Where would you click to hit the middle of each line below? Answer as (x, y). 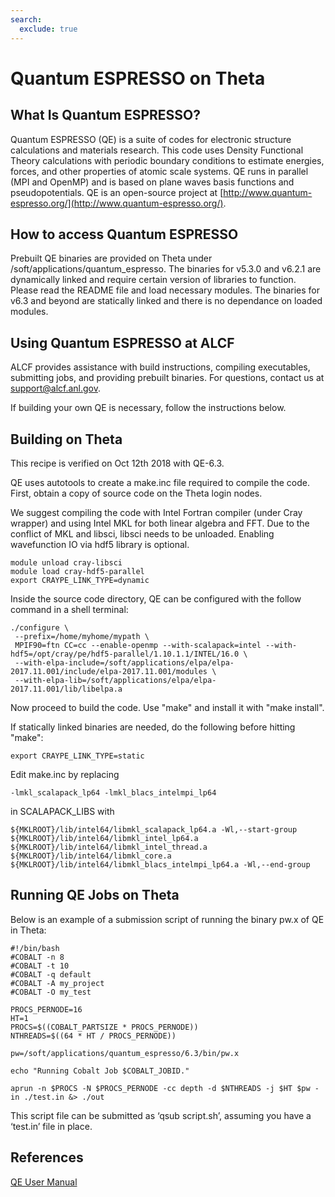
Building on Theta (66, 439)
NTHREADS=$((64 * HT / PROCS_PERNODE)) (93, 1036)
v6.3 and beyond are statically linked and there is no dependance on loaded (166, 301)
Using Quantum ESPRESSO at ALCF (122, 342)
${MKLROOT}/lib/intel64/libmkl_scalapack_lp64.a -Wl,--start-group (154, 829)
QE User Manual (44, 1182)
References (47, 1157)
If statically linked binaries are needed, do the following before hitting (153, 727)
